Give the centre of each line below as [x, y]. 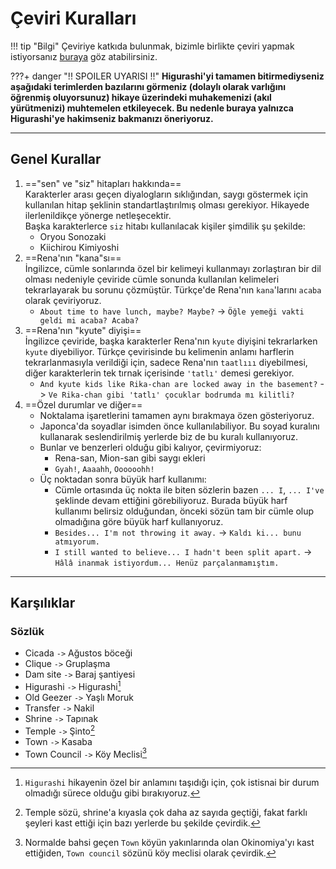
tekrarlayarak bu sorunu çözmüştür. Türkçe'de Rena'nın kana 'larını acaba [173, 289]
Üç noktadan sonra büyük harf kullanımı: [123, 479]
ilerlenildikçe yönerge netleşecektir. [98, 215]
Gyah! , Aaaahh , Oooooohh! [104, 468]
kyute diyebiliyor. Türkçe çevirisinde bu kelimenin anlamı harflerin [159, 351]
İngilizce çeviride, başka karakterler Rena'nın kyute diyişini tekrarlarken [171, 341]
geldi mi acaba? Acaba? [89, 320]
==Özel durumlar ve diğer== [83, 404]
